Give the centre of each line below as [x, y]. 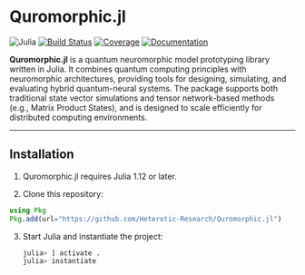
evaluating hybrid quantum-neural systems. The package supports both [144, 88]
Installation [42, 155]
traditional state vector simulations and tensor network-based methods [142, 98]
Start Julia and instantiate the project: [93, 236]
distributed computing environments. [79, 117]
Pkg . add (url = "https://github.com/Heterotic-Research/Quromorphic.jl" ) [146, 219]
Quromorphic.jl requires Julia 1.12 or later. [99, 176]
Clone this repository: [63, 193]
